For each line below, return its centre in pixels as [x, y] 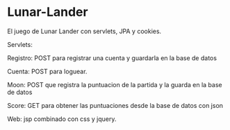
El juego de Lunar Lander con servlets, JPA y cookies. [84, 31]
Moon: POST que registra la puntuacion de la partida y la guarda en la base [115, 84]
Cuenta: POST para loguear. [47, 71]
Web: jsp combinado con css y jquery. [62, 119]
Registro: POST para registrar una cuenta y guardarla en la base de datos [112, 58]
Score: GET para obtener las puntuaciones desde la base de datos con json [115, 105]
